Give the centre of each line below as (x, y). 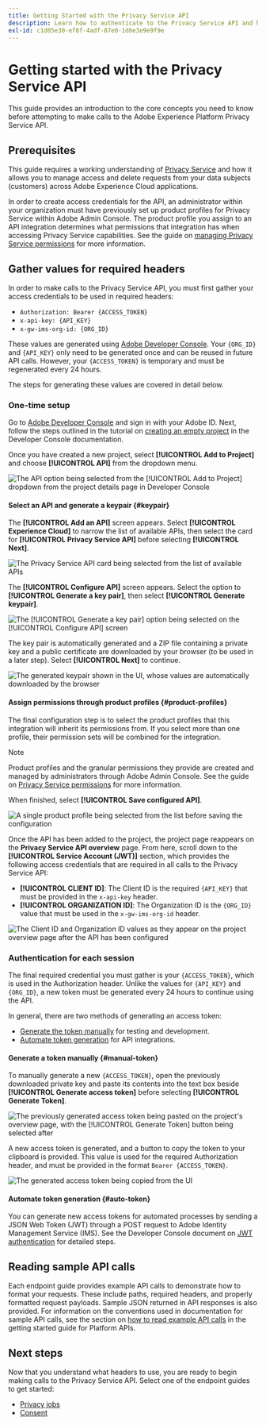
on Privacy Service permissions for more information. (95, 784)
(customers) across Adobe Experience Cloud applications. (103, 187)
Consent (34, 1412)
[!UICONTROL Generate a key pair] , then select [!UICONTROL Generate (127, 595)
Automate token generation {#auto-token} (80, 1199)
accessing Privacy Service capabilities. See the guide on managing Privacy (131, 236)
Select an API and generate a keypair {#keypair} (89, 505)
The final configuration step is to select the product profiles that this (119, 720)
